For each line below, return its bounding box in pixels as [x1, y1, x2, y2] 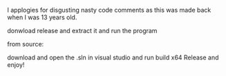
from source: [7, 40, 44, 48]
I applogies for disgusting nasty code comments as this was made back [7, 6, 211, 14]
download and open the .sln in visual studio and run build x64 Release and [7, 53, 219, 61]
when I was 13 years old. [7, 13, 77, 21]
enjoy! [7, 61, 25, 68]
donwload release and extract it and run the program [7, 27, 158, 35]
